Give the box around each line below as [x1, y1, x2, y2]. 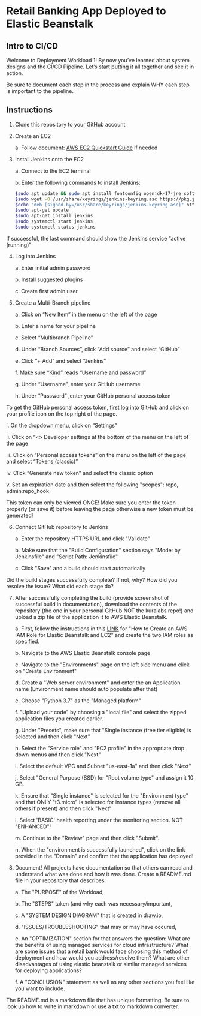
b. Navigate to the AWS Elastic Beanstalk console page [14, 649, 151, 656]
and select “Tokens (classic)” [6, 458, 78, 465]
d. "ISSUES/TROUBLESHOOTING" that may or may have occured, [14, 923, 177, 930]
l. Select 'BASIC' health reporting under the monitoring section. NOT [14, 816, 183, 823]
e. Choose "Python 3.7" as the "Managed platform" [14, 697, 142, 704]
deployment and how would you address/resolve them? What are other [14, 954, 190, 961]
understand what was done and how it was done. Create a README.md [14, 870, 191, 877]
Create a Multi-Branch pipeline [14, 299, 91, 306]
